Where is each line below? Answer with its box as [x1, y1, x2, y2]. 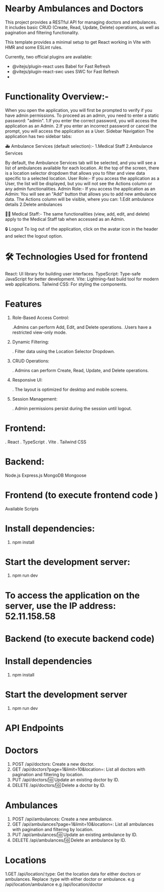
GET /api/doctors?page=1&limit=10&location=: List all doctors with [12, 766, 145, 772]
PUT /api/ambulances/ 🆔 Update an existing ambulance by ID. [12, 832, 138, 838]
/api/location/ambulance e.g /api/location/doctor [5, 881, 103, 887]
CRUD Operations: [12, 358, 50, 364]
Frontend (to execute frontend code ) [5, 489, 158, 501]
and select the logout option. [5, 233, 63, 239]
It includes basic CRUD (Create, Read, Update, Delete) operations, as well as [5, 24, 160, 30]
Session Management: [12, 396, 58, 402]
